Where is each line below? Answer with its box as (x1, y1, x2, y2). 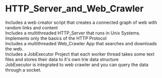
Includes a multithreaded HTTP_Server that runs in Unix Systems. (5, 30, 140, 36)
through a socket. (5, 67, 42, 73)
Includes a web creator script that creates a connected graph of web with (5, 19, 157, 25)
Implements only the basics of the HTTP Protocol (5, 35, 107, 41)
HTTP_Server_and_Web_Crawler (5, 3, 144, 14)
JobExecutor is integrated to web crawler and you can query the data (5, 62, 149, 68)
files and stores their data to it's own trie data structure (5, 56, 119, 62)
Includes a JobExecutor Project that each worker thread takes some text (5, 51, 154, 57)
